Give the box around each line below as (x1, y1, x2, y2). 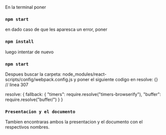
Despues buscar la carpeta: (5, 71, 62, 77)
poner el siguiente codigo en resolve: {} (77, 76, 158, 82)
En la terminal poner (5, 4, 46, 10)
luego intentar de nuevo (5, 49, 54, 55)
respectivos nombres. (5, 124, 50, 130)
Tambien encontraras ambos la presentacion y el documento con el (5, 119, 143, 125)
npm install (5, 39, 34, 45)
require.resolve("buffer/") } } (5, 96, 63, 102)
